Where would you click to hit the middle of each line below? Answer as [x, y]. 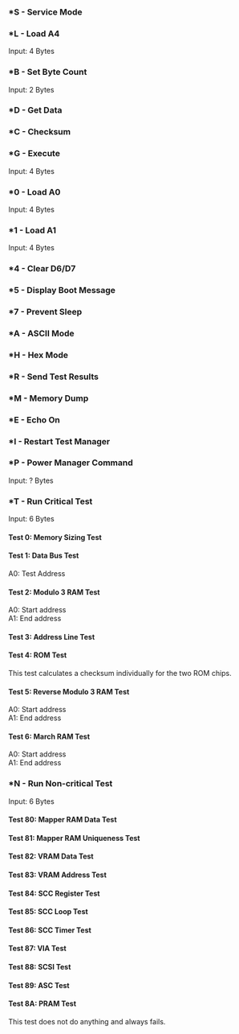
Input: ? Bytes [31, 480]
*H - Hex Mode [38, 355]
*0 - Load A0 [34, 192]
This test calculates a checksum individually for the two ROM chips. [120, 673]
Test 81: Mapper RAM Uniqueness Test [74, 838]
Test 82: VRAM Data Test [51, 856]
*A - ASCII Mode [41, 333]
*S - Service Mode [45, 12]
